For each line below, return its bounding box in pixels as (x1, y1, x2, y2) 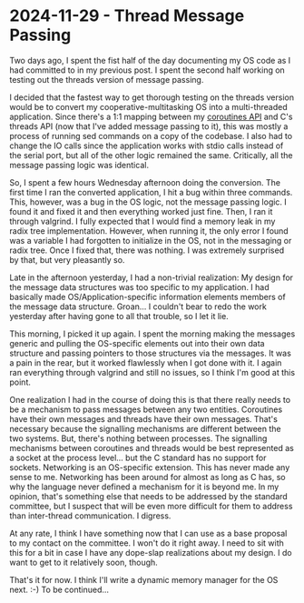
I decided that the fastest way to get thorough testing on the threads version (9, 92, 295, 103)
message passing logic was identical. (9, 159, 150, 170)
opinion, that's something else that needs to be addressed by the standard (9, 490, 288, 501)
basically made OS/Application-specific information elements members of (9, 291, 286, 302)
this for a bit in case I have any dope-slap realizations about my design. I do (9, 547, 292, 558)
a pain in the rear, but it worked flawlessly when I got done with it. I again (9, 357, 282, 368)
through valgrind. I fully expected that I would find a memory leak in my (9, 216, 276, 226)
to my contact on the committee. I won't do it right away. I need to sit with (9, 538, 284, 548)
